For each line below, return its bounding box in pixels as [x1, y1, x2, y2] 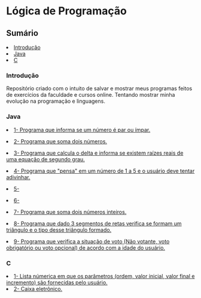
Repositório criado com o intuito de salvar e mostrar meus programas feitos [6, 85, 193, 92]
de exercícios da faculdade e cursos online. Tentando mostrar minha [6, 91, 175, 99]
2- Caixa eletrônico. [14, 285, 63, 292]
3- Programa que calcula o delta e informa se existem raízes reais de [14, 149, 184, 156]
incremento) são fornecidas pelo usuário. [6, 279, 108, 286]
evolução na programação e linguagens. [6, 97, 106, 105]
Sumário [6, 28, 39, 38]
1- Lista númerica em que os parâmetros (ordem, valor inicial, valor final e [14, 272, 195, 279]
